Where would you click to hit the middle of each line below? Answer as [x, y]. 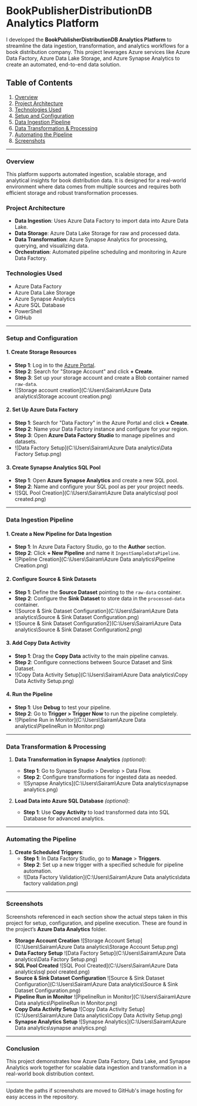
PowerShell [28, 311]
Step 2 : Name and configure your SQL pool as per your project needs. [99, 487]
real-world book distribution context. [50, 1074]
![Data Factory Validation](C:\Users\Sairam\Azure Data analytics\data [107, 877]
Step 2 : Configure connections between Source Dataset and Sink [94, 662]
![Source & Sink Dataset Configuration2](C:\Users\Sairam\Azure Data [98, 623]
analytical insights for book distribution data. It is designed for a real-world [96, 181]
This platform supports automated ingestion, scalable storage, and [86, 174]
